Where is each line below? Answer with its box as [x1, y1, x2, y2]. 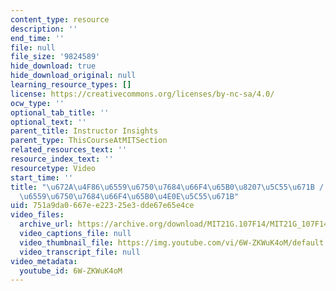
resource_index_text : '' [10, 154, 114, 164]
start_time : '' [10, 172, 74, 183]
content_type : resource [10, 14, 110, 25]
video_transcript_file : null [19, 247, 141, 257]
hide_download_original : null [10, 71, 137, 81]
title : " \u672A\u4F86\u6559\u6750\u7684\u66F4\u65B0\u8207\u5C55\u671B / [10, 182, 325, 192]
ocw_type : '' [10, 98, 65, 108]
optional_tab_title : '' [10, 107, 110, 118]
